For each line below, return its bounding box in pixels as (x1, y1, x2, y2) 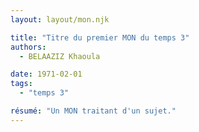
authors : (10, 42, 47, 52)
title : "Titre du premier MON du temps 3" (10, 32, 190, 43)
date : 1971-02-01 (10, 69, 83, 80)
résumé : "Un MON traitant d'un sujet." (10, 106, 177, 116)
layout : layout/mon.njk (10, 14, 110, 25)
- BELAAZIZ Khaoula (19, 51, 101, 61)
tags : (10, 79, 33, 89)
